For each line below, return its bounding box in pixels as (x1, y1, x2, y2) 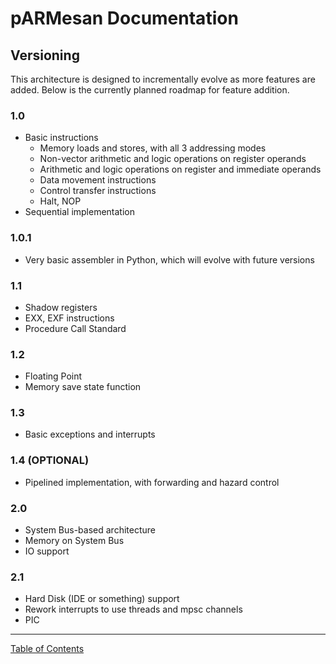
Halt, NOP (39, 195, 82, 207)
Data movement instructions (39, 174, 157, 186)
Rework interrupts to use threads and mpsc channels (24, 603, 243, 616)
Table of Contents (10, 643, 85, 655)
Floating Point (24, 370, 83, 382)
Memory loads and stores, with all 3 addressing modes (39, 142, 267, 154)
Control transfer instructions (39, 185, 157, 197)
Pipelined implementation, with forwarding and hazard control (24, 476, 280, 488)
